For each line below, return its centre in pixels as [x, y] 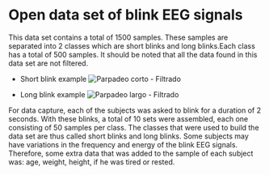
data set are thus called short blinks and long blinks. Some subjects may [128, 136]
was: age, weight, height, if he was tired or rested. [92, 162]
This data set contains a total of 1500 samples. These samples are [118, 37]
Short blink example [53, 79]
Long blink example [53, 94]
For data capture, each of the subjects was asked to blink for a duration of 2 [134, 110]
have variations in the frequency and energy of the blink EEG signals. [123, 144]
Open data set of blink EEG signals [126, 15]
